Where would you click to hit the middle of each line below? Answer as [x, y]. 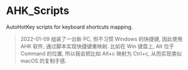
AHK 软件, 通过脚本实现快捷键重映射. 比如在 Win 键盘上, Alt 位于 [97, 46]
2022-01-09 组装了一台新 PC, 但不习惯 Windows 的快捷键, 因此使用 [101, 38]
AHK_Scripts [38, 11]
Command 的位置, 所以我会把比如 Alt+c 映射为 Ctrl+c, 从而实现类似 [101, 53]
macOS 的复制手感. [43, 61]
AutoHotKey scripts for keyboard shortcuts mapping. [69, 27]
